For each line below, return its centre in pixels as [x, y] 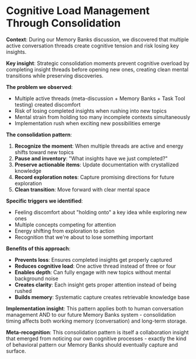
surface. [16, 351]
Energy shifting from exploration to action [65, 231]
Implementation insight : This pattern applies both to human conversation [95, 308]
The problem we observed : [39, 87]
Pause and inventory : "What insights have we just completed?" [91, 158]
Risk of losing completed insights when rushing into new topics [90, 111]
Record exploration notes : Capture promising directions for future [94, 177]
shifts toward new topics [44, 152]
